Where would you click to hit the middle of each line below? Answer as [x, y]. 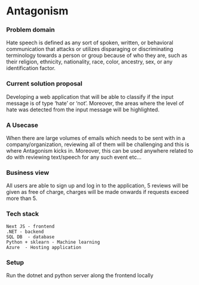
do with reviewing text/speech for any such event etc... [74, 157]
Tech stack [22, 214]
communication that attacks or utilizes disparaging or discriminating [90, 49]
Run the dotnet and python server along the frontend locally [80, 275]
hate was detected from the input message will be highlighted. [83, 110]
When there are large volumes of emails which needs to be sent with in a [96, 138]
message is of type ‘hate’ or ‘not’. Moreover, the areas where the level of [95, 103]
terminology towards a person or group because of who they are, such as [97, 56]
